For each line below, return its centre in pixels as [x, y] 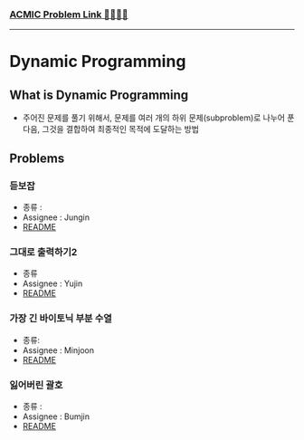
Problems [37, 158]
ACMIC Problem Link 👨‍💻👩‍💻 [69, 14]
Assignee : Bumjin [56, 416]
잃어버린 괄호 [36, 385]
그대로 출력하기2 [43, 252]
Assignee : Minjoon [58, 350]
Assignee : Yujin [52, 283]
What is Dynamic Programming [99, 95]
